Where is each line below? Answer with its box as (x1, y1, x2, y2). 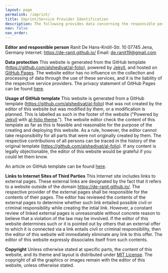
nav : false (5, 26, 28, 31)
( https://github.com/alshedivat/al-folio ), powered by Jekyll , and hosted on (5, 64, 157, 70)
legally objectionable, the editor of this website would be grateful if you (5, 148, 151, 154)
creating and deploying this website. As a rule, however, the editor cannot (5, 127, 157, 133)
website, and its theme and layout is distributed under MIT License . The (5, 252, 152, 258)
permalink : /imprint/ (5, 12, 50, 17)
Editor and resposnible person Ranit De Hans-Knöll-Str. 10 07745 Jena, (5, 44, 153, 50)
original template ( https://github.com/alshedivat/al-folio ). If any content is (5, 143, 156, 149)
